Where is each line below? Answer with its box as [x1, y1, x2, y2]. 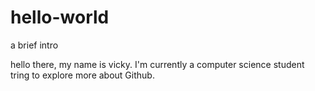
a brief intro [10, 39, 59, 51]
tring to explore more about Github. [10, 69, 155, 81]
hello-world [10, 6, 110, 29]
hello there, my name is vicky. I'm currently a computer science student [10, 58, 305, 70]
